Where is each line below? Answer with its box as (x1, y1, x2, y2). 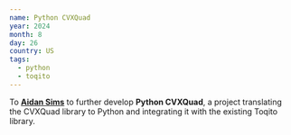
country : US (9, 47, 54, 56)
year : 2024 (9, 22, 51, 31)
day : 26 (9, 38, 39, 48)
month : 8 (9, 30, 42, 39)
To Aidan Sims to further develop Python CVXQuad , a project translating (9, 96, 283, 107)
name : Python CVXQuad (9, 13, 91, 22)
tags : (9, 55, 30, 64)
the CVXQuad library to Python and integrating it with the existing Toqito (9, 105, 278, 117)
